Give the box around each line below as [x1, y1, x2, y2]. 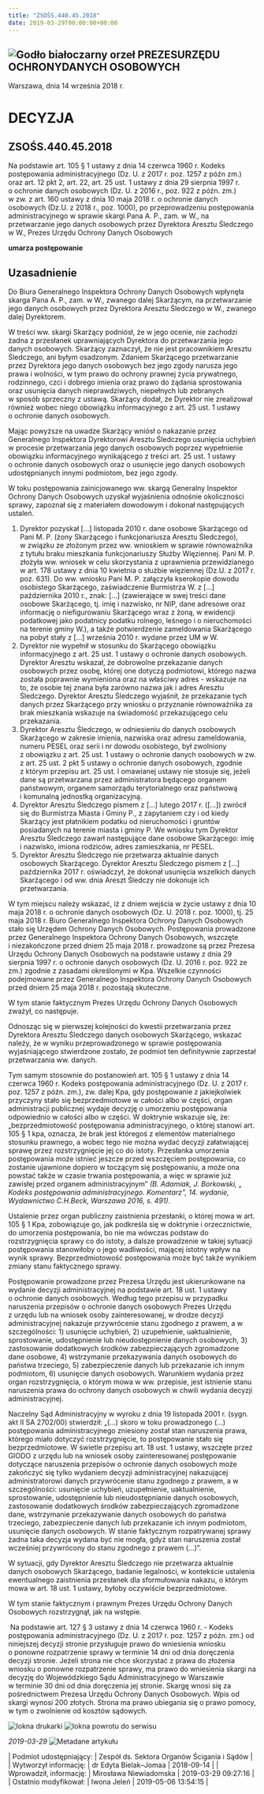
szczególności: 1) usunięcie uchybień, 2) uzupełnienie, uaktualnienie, [8, 1327, 232, 1336]
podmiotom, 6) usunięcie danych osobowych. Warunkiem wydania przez [8, 1369, 244, 1379]
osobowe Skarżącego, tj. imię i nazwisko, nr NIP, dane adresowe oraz [19, 600, 246, 609]
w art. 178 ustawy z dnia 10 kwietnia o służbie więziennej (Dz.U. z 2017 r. [19, 566, 255, 575]
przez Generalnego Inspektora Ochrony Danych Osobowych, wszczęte [8, 933, 239, 942]
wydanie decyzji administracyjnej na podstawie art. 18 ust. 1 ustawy [8, 1285, 227, 1294]
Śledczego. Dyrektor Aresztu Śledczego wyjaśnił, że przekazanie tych [19, 691, 247, 701]
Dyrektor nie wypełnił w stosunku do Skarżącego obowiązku [19, 641, 217, 651]
